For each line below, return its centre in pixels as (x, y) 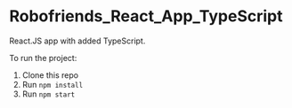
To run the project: (43, 58)
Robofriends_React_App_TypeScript (146, 16)
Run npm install (53, 84)
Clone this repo (50, 75)
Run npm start (49, 94)
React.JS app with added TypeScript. (77, 41)
